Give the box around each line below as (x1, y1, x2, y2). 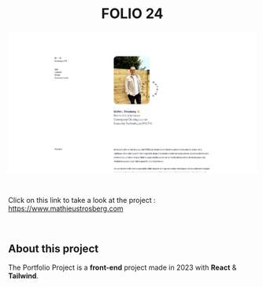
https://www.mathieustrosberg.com (8, 204, 124, 213)
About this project (8, 241, 99, 256)
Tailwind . (8, 270, 39, 280)
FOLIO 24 (101, 5, 164, 23)
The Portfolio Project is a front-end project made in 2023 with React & (8, 263, 237, 272)
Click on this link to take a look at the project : (8, 196, 156, 205)
